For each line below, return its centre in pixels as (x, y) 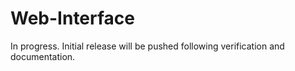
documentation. (43, 56)
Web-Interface (72, 18)
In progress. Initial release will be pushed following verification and (147, 46)
